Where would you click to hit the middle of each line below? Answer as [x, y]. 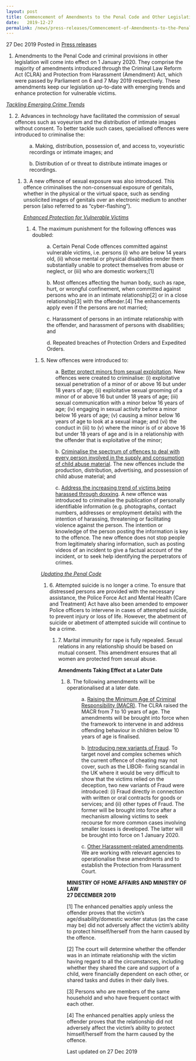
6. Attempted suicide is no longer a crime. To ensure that [117, 585]
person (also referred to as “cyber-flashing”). [77, 206]
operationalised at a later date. [103, 688]
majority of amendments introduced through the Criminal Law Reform [98, 69]
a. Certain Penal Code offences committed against [107, 246]
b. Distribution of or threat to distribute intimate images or [98, 164]
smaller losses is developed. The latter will [132, 829]
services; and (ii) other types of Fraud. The [133, 804]
